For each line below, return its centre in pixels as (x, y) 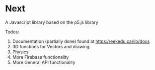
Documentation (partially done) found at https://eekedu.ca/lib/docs (81, 41)
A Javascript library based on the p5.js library (52, 22)
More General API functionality (44, 62)
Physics (20, 52)
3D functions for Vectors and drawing (51, 46)
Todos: (12, 32)
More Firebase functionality (40, 57)
